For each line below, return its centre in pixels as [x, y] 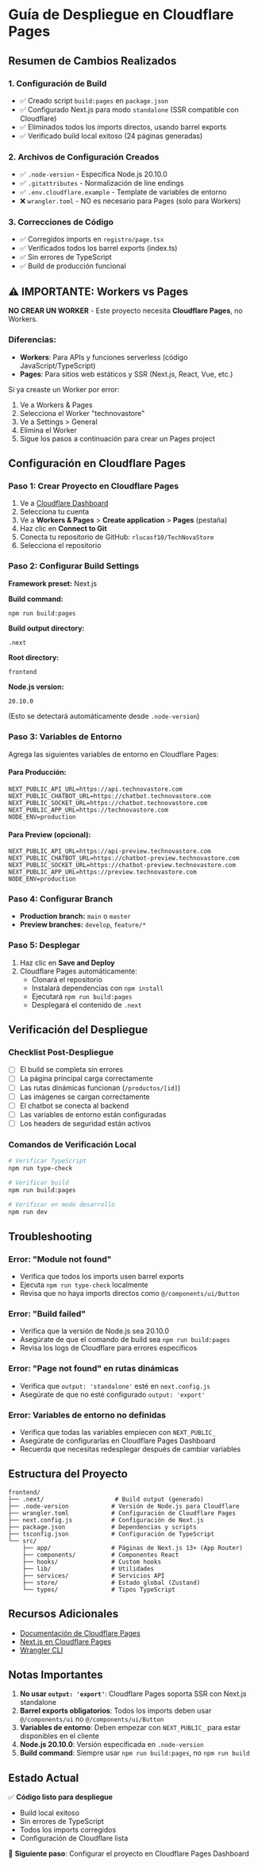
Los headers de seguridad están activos [85, 1123]
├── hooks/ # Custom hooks [92, 1562]
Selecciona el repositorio [60, 546]
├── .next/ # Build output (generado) [106, 1499]
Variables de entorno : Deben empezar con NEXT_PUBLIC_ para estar [130, 1728]
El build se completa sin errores [71, 1070]
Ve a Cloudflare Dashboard [64, 503]
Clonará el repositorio [67, 979]
